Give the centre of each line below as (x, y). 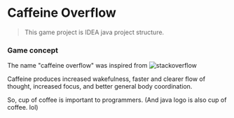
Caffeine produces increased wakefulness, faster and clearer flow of (106, 79)
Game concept (33, 50)
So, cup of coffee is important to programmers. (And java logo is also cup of (117, 100)
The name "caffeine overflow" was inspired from (77, 66)
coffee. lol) (23, 108)
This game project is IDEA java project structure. (94, 32)
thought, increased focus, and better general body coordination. (100, 87)
